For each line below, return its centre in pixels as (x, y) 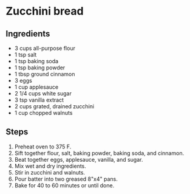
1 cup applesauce (36, 87)
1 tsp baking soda (36, 61)
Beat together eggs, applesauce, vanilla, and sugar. (79, 159)
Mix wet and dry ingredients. (50, 166)
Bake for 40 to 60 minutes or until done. (64, 185)
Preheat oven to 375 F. (43, 147)
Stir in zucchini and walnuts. (50, 172)
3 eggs (23, 81)
